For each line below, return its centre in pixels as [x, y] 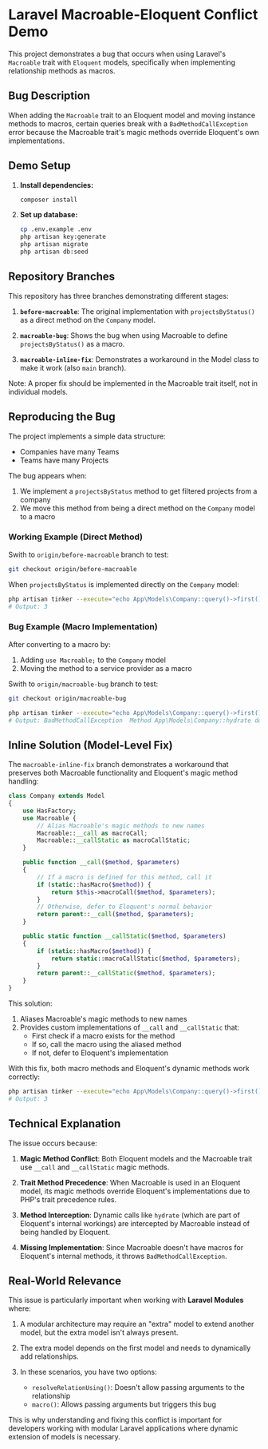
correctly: [24, 1077]
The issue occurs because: [53, 1143]
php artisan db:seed [54, 252]
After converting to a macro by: [59, 644]
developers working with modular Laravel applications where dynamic [123, 1428]
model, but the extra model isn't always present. [99, 1332]
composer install [49, 200]
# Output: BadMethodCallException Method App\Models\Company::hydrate [130, 721]
